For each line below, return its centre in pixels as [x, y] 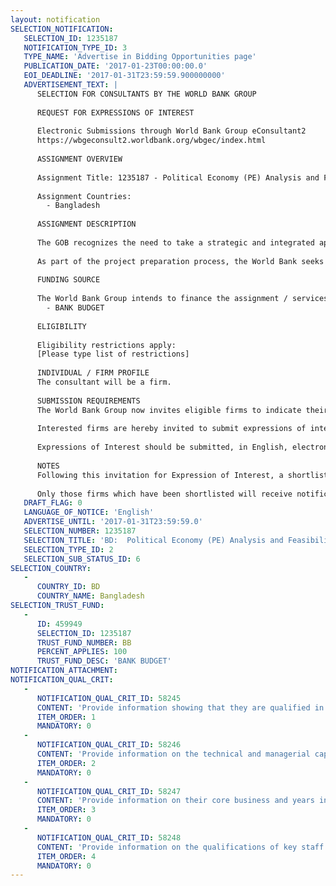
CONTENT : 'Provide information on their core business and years [175, 801]
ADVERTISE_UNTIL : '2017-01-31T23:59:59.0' [113, 522]
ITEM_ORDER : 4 [66, 856]
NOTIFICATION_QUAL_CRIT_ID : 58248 [109, 837]
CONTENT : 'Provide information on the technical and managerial [173, 754]
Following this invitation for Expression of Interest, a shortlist [182, 475]
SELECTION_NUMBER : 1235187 [80, 531]
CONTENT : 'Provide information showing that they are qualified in [180, 707]
